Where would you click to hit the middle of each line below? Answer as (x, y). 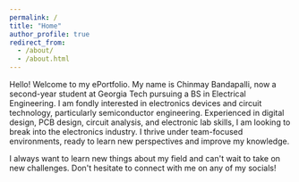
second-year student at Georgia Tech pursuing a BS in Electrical (128, 94)
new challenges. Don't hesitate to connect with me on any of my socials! (143, 168)
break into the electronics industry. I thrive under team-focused (126, 132)
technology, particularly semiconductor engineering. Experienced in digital (147, 113)
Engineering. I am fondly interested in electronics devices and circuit (136, 103)
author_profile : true (50, 34)
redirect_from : (38, 42)
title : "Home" (36, 26)
